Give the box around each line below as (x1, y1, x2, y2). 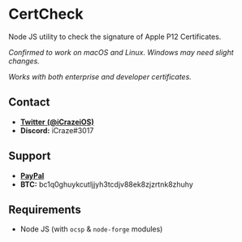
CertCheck (8, 5, 84, 24)
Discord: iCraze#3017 (19, 125, 94, 135)
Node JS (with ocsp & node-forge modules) (19, 224, 163, 234)
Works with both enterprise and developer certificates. (8, 71, 192, 81)
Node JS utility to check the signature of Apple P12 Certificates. (8, 32, 222, 41)
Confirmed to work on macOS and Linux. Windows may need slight (8, 47, 234, 57)
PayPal (19, 171, 45, 180)
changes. (8, 56, 41, 66)
